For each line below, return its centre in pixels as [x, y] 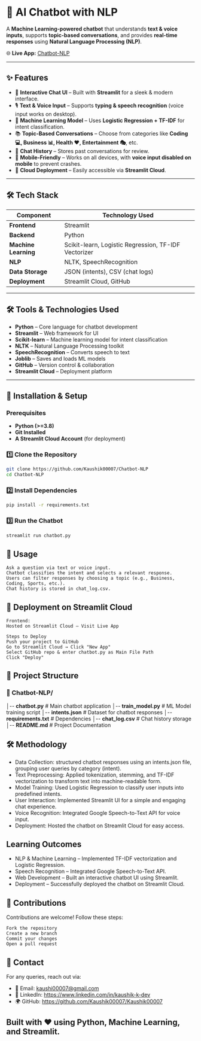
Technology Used [128, 215]
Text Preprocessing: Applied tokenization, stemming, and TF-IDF [95, 775]
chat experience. [36, 806]
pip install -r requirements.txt [48, 505]
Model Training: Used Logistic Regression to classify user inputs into [99, 787]
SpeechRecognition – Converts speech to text [72, 352]
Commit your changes [32, 939]
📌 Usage [22, 554]
